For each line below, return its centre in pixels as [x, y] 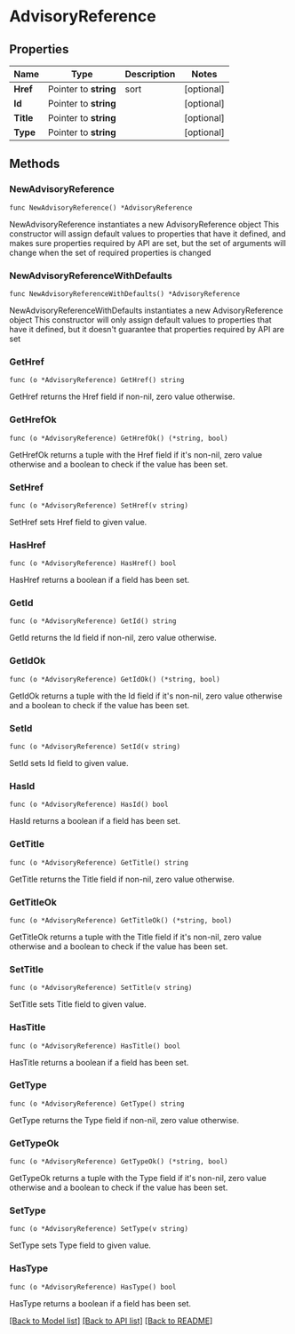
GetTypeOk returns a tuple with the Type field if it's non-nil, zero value [138, 1178]
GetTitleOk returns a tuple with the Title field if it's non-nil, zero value [136, 937]
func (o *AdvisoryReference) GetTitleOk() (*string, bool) [121, 920]
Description [150, 74]
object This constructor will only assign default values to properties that [141, 320]
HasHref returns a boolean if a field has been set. [100, 580]
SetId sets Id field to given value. [69, 763]
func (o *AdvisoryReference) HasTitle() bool [95, 1046]
